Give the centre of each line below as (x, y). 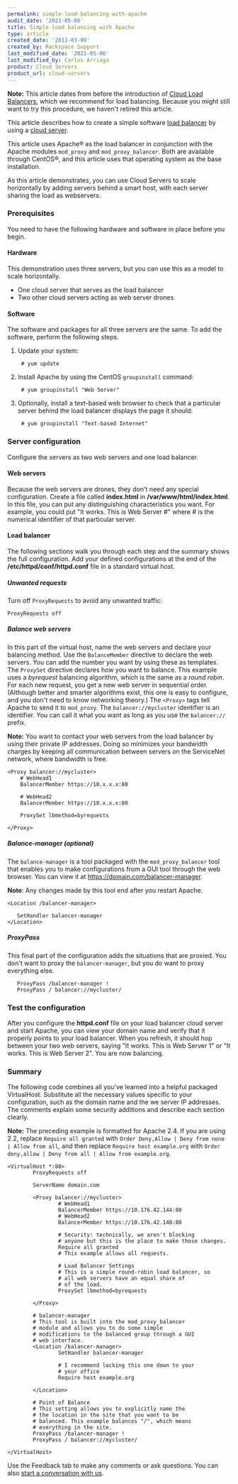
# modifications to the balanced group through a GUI (114, 1335)
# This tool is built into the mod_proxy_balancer (109, 1322)
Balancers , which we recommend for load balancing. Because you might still (119, 101)
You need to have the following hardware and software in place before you (116, 229)
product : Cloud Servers (42, 67)
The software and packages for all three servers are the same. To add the (115, 329)
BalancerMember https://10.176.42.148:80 (120, 1223)
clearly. (18, 1117)
